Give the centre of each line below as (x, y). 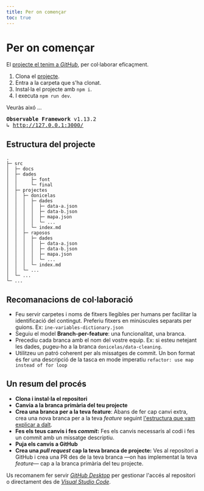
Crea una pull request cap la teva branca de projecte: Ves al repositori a (107, 450)
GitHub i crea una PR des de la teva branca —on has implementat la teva (106, 457)
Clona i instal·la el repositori (51, 398)
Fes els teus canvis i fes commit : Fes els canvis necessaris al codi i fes (105, 431)
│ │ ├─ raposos (28, 233)
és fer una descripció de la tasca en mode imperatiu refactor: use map (104, 359)
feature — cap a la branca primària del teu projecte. (79, 463)
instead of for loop (41, 366)
